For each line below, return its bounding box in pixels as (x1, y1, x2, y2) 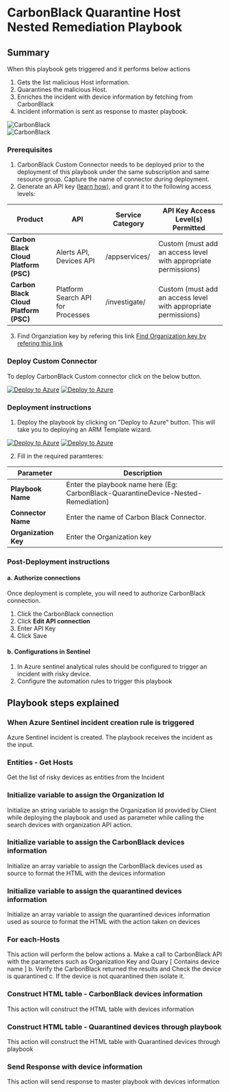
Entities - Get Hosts (7, 757, 73, 767)
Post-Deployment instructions (7, 557, 110, 567)
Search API (55, 293, 92, 302)
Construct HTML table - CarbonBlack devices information (7, 989, 203, 999)
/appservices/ (105, 252, 151, 261)
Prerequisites (7, 145, 53, 154)
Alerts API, (55, 248, 90, 257)
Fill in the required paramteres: (16, 451, 104, 460)
